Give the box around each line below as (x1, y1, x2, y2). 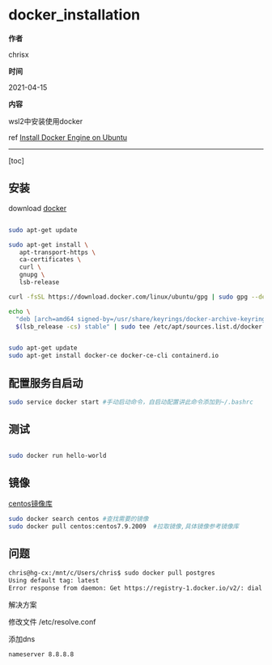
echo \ (8, 307, 31, 316)
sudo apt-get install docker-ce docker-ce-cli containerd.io (8, 352, 219, 360)
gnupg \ (19, 271, 45, 279)
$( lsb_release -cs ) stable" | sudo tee (15, 322, 151, 331)
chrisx (8, 49, 30, 59)
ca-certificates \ (19, 256, 82, 264)
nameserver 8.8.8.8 (8, 650, 74, 659)
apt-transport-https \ (19, 248, 96, 256)
